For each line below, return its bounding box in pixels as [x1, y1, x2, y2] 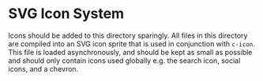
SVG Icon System [8, 5, 125, 23]
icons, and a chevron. [8, 64, 79, 73]
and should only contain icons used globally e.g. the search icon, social [8, 56, 241, 65]
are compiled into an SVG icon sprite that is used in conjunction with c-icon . [8, 39, 255, 48]
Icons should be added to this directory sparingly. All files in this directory [8, 31, 248, 40]
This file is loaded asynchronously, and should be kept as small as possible [8, 47, 253, 57]
